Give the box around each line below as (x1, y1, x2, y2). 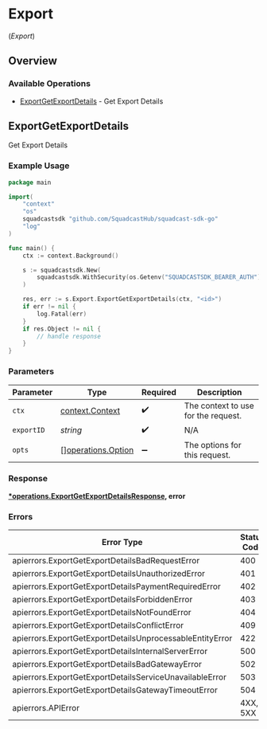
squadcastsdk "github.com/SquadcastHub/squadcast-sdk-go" (22, 215, 219, 223)
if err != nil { (22, 303, 77, 311)
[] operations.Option (60, 444, 134, 455)
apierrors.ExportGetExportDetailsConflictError (12, 620, 184, 631)
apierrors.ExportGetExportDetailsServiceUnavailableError (12, 672, 226, 683)
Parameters (8, 366, 54, 377)
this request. (184, 449, 231, 461)
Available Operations (8, 78, 91, 89)
